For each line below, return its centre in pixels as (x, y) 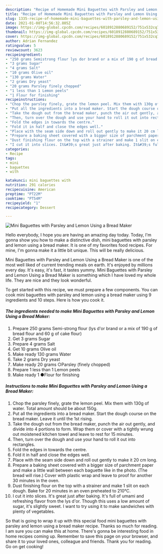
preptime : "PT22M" (24, 194)
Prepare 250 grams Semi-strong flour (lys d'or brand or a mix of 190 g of (85, 329)
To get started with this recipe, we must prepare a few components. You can (82, 290)
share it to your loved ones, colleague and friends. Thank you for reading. (79, 541)
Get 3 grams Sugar (31, 339)
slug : (11, 18)
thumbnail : (16, 32)
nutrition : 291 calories (30, 185)
